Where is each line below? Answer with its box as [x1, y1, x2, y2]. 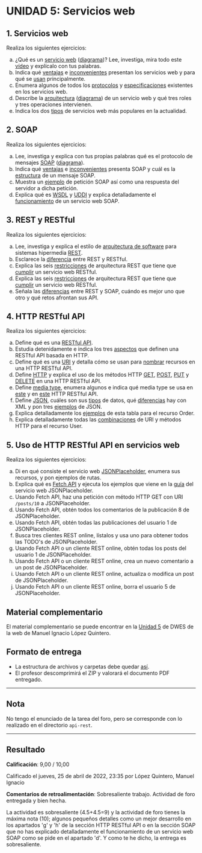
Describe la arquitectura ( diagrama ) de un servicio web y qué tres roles [14, 95, 192, 101]
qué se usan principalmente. [14, 75, 86, 82]
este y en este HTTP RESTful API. [14, 391, 99, 398]
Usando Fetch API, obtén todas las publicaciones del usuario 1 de [14, 519, 177, 526]
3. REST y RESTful [6, 215, 75, 225]
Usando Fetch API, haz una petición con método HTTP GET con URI [14, 493, 183, 500]
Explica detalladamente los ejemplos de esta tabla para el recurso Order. [14, 409, 195, 417]
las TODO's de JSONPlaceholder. [14, 538, 98, 546]
